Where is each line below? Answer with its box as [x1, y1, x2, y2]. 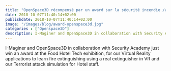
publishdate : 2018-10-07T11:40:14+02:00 [5, 17, 93, 22]
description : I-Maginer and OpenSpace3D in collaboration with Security [5, 31, 163, 36]
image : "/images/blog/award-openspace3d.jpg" [5, 21, 103, 27]
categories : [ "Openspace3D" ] [5, 26, 70, 31]
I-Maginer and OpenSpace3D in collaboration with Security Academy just [5, 45, 159, 51]
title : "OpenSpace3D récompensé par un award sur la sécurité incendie [5, 7, 160, 13]
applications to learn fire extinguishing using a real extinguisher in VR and [5, 56, 159, 61]
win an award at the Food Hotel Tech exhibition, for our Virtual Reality [5, 50, 151, 56]
